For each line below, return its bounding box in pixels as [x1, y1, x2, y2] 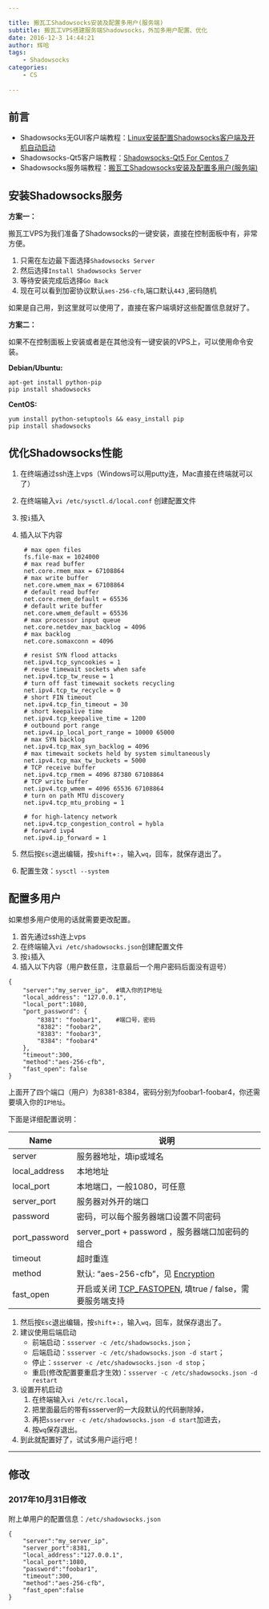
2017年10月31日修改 [8, 1494, 86, 1505]
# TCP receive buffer [23, 764, 96, 772]
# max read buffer [23, 560, 86, 568]
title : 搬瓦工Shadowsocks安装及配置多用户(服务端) [8, 18, 164, 26]
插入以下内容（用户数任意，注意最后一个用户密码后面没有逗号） [19, 961, 231, 971]
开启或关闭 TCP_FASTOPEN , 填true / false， [76, 1283, 242, 1294]
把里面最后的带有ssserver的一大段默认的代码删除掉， [31, 1404, 208, 1414]
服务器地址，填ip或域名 [76, 1151, 164, 1162]
